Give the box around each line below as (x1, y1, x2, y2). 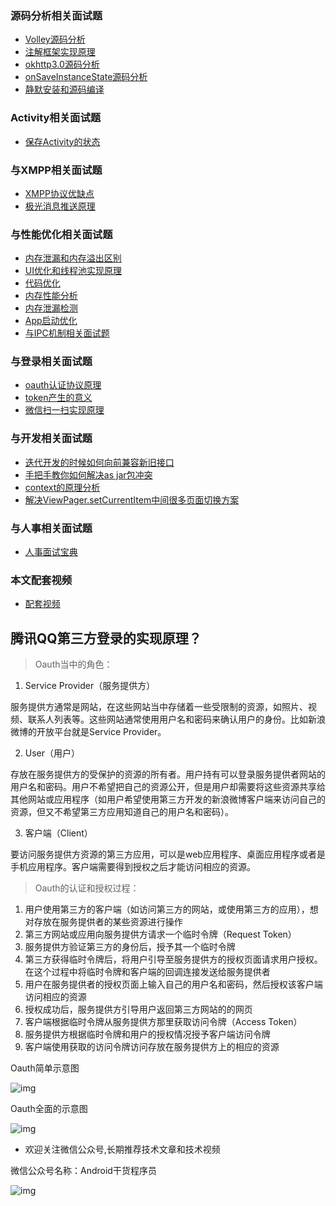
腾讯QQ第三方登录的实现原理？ (10, 630, 202, 647)
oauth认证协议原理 (24, 379, 102, 391)
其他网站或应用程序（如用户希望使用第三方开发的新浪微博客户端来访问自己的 (10, 793, 326, 806)
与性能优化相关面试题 (10, 227, 113, 241)
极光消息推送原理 (24, 200, 96, 212)
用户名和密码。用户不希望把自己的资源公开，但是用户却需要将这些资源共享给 (10, 781, 326, 793)
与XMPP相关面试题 (10, 163, 103, 177)
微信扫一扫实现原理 (24, 404, 105, 416)
